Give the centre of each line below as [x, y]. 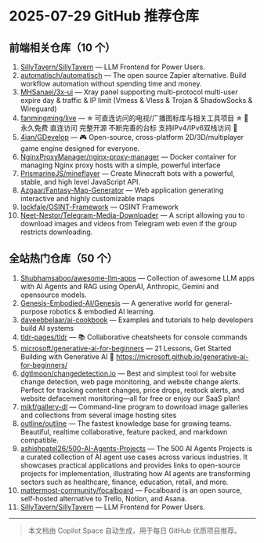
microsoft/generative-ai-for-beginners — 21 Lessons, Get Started [126, 348]
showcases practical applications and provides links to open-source [130, 465]
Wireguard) [38, 108]
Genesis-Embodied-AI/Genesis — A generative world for [112, 303]
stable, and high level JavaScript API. [80, 182]
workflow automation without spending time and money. [111, 84]
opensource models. [53, 295]
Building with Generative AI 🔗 [67, 356]
